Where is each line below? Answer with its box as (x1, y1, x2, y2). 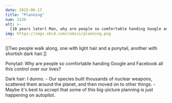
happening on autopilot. (5, 92, 55, 98)
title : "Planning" (5, 12, 45, 17)
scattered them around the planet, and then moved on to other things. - (5, 81, 156, 87)
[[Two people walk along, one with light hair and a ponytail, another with (5, 45, 158, 51)
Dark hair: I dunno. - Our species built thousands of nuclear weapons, (5, 76, 153, 82)
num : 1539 (5, 17, 27, 22)
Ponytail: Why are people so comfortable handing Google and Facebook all (5, 61, 163, 66)
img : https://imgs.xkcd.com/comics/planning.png (5, 31, 111, 36)
